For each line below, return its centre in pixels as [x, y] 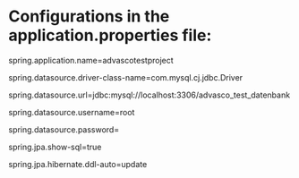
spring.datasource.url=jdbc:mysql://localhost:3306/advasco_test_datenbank [149, 95]
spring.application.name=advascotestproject [91, 60]
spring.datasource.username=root [72, 112]
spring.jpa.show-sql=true [55, 147]
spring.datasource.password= [64, 129]
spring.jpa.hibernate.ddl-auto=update [78, 164]
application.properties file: [110, 35]
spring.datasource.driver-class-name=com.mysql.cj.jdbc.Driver [126, 77]
